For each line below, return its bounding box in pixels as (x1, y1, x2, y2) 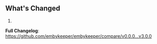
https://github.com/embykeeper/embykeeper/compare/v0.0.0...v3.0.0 (5, 33, 152, 39)
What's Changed (5, 4, 60, 13)
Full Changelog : (5, 28, 39, 34)
